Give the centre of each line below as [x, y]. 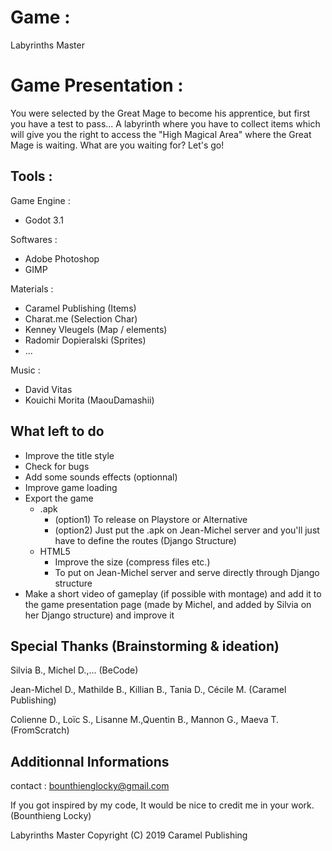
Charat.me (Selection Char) [81, 318]
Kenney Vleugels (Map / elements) [96, 329]
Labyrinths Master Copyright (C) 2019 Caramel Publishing [129, 835]
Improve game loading [71, 487]
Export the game [59, 498]
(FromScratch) [40, 730]
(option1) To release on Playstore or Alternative [151, 519]
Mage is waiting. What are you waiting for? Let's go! [117, 145]
